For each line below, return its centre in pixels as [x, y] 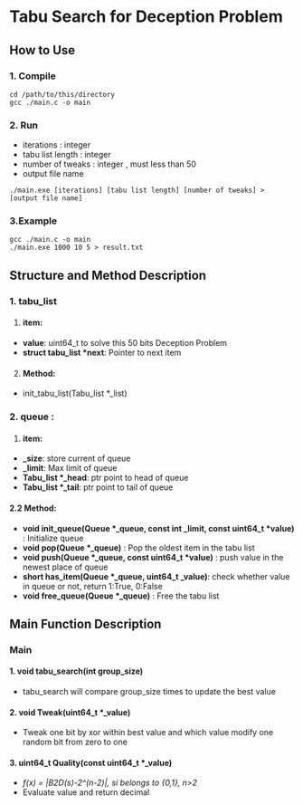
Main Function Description [85, 623]
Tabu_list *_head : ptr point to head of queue [105, 478]
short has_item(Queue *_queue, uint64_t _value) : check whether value [156, 576]
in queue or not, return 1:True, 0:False [92, 586]
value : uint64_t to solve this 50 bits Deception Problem [125, 342]
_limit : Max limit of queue [70, 468]
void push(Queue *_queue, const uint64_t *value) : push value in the [153, 557]
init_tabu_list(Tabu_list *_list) [75, 393]
